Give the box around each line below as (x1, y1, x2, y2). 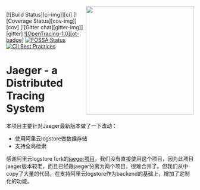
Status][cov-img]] (33, 17, 77, 24)
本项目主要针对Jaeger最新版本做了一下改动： (6, 122, 118, 129)
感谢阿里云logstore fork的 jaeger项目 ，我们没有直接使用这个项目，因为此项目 (6, 155, 194, 162)
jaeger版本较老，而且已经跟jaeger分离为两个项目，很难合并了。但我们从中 (6, 163, 189, 170)
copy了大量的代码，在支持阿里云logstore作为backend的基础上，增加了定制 (6, 170, 190, 177)
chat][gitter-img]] (40, 24, 83, 30)
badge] (6, 36, 24, 44)
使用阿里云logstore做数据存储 (14, 134, 87, 142)
